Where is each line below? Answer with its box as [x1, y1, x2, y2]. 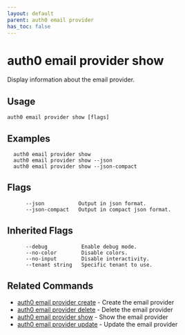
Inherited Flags [7, 225, 74, 237]
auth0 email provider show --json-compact [13, 163, 137, 170]
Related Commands [7, 280, 94, 291]
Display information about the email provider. [7, 75, 135, 84]
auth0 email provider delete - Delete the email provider [17, 305, 174, 314]
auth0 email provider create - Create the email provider [17, 298, 175, 307]
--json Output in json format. [25, 200, 147, 207]
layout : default [7, 10, 54, 17]
